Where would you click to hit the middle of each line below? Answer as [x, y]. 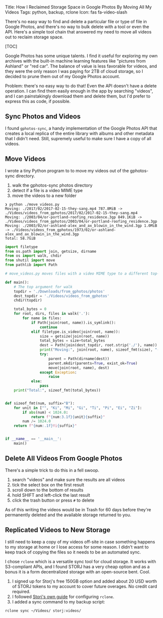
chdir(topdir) [28, 300]
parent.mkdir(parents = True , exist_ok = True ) [93, 363]
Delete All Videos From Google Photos [64, 459]
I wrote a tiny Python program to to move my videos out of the [67, 171]
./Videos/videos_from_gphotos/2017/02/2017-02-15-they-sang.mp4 [71, 213]
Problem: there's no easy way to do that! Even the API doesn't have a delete [81, 86]
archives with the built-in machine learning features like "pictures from [75, 61]
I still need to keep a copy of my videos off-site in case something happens [80, 542]
